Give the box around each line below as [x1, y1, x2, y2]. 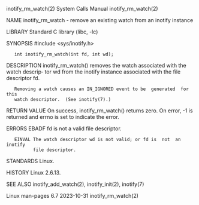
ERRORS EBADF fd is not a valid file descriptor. [6, 125, 122, 132]
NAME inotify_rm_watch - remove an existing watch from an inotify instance [6, 17, 194, 23]
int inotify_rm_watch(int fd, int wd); [14, 51, 114, 57]
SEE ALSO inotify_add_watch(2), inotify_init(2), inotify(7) [6, 180, 144, 188]
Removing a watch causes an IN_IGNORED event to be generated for [14, 86, 189, 92]
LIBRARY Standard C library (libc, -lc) [6, 28, 98, 35]
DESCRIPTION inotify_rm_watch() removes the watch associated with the [6, 62, 187, 69]
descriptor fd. [6, 75, 40, 81]
